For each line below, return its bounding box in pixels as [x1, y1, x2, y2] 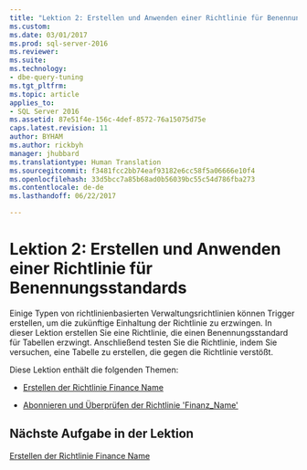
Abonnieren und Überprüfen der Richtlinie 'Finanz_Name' [22, 399, 239, 411]
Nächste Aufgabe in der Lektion [9, 426, 195, 442]
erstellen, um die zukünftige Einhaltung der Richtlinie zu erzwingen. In [9, 317, 272, 329]
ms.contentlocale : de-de [9, 183, 104, 193]
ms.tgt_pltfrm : [9, 81, 68, 90]
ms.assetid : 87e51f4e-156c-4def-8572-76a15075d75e [9, 115, 206, 124]
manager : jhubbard [9, 149, 79, 158]
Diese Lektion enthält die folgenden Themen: [9, 364, 179, 375]
